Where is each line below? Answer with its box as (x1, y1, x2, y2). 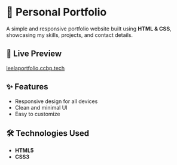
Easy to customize (14, 110, 60, 117)
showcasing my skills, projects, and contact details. (6, 31, 133, 38)
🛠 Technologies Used (6, 128, 90, 138)
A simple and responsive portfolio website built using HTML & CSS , (6, 25, 172, 32)
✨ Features (6, 82, 48, 92)
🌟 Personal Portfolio (6, 5, 107, 19)
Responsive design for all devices (14, 98, 98, 105)
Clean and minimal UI (14, 104, 68, 111)
